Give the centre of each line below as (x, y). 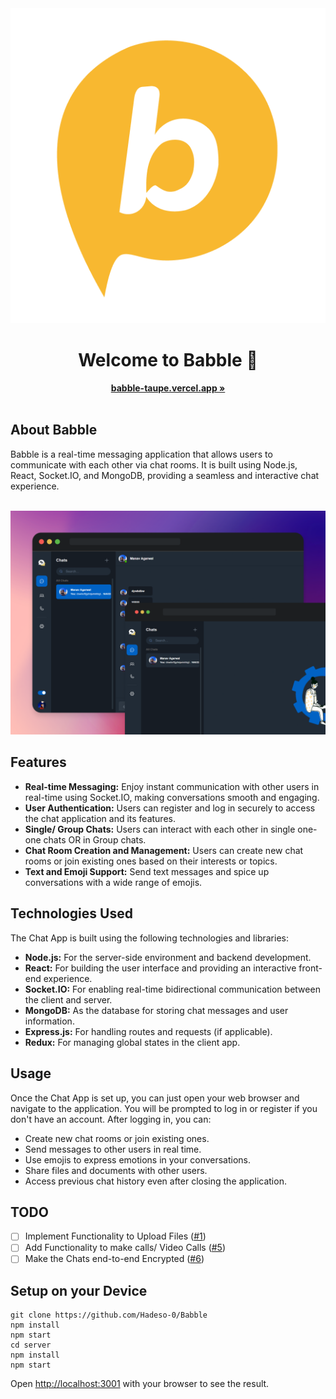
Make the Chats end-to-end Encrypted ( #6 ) (114, 1259)
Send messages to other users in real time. (113, 1149)
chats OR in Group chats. (95, 839)
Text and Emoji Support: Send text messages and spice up (147, 871)
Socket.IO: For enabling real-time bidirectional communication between (172, 989)
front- (310, 968)
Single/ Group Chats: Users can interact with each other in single (160, 829)
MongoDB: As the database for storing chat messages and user (156, 1010)
